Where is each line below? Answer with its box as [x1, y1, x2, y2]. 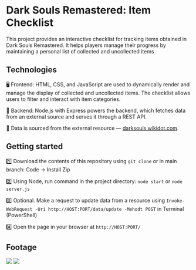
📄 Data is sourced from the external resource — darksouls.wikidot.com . [6, 124, 179, 131]
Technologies [6, 65, 58, 75]
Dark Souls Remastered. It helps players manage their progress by [6, 42, 166, 49]
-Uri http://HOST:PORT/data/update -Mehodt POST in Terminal [35, 205, 184, 212]
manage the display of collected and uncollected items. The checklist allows [6, 89, 191, 96]
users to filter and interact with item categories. [6, 95, 121, 103]
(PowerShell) [6, 211, 38, 218]
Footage [6, 242, 37, 252]
